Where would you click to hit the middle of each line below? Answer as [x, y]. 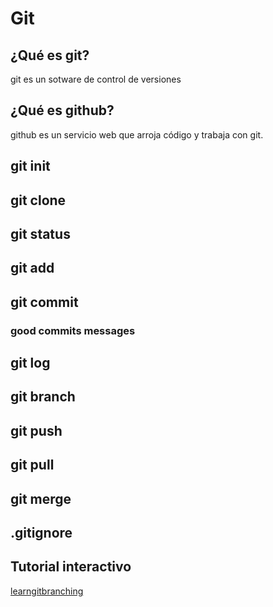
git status [40, 233]
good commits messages [73, 330]
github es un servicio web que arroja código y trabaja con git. [137, 134]
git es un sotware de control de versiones [96, 79]
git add [32, 268]
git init [30, 166]
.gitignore [41, 533]
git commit [44, 302]
